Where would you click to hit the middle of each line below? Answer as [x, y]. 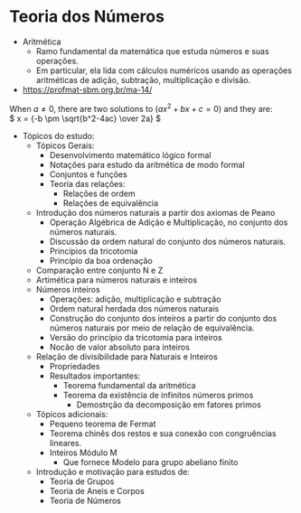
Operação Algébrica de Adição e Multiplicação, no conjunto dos [169, 222]
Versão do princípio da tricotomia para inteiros [136, 337]
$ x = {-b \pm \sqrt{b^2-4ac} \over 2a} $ [85, 118]
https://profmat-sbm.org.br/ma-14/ [87, 89]
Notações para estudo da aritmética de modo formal [147, 164]
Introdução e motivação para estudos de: [113, 471]
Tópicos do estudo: [58, 135]
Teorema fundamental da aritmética [129, 385]
